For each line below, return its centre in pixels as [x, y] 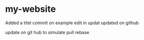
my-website [30, 9]
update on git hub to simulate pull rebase [47, 32]
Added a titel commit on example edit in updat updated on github [72, 23]
